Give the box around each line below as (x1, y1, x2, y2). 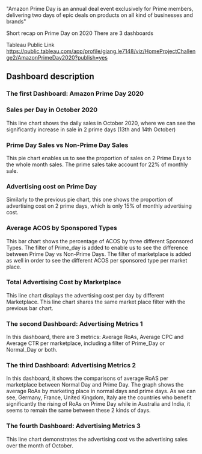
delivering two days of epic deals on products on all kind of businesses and (6, 11, 194, 19)
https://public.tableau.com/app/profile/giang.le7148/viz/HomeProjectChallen (6, 48, 196, 55)
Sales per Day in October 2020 (6, 105, 98, 114)
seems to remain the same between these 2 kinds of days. (6, 406, 151, 414)
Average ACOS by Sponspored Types (6, 224, 117, 232)
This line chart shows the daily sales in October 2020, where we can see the (6, 119, 195, 126)
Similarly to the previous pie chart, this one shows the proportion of (6, 196, 173, 204)
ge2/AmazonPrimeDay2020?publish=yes (6, 54, 108, 61)
